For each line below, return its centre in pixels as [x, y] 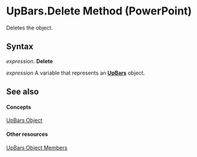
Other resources [27, 134]
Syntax [20, 47]
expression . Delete [29, 61]
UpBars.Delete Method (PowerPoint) [99, 11]
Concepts [19, 107]
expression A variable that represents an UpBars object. [76, 73]
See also [23, 92]
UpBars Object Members [37, 147]
